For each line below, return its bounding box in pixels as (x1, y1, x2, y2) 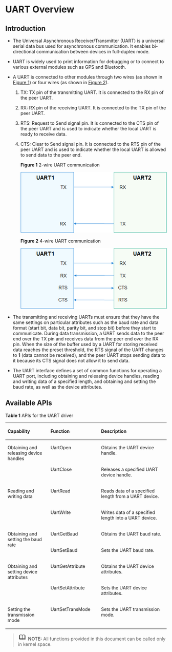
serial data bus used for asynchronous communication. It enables (12, 43, 151, 49)
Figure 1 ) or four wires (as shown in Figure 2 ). (12, 80, 109, 85)
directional (12, 49, 35, 54)
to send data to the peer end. (20, 152, 82, 158)
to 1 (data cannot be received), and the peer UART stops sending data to (12, 352, 166, 358)
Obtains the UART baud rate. (101, 531, 161, 537)
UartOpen (50, 445, 72, 451)
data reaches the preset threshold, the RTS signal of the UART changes (12, 347, 164, 353)
